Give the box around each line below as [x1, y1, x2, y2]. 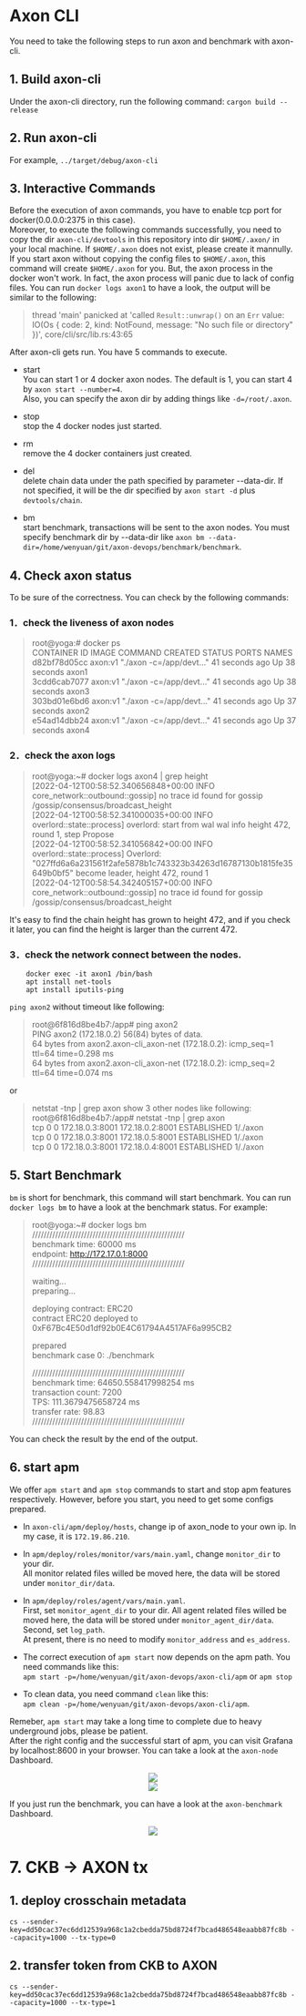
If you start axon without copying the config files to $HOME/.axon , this [9, 253, 266, 264]
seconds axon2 [31, 705, 90, 716]
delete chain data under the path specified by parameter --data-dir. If [22, 476, 284, 486]
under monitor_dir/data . [22, 1577, 116, 1588]
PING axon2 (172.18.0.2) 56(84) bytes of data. [31, 1028, 203, 1039]
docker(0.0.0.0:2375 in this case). [9, 215, 137, 226]
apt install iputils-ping [25, 986, 125, 995]
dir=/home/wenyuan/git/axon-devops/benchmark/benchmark [22, 543, 240, 552]
